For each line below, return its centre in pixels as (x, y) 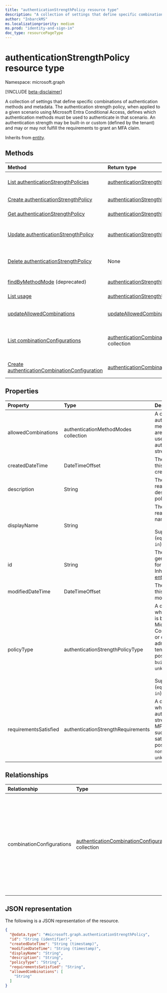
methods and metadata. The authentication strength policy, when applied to (83, 107)
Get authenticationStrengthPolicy (46, 214)
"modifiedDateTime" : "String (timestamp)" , (55, 949)
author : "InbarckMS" (27, 19)
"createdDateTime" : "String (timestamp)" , (54, 944)
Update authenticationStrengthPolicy (51, 234)
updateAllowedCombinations (41, 313)
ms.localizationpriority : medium (40, 24)
